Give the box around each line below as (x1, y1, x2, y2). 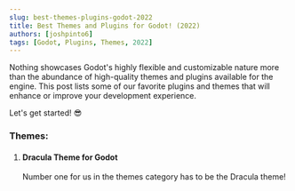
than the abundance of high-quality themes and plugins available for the (9, 72, 274, 83)
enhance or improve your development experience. (9, 91, 197, 101)
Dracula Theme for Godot (21, 152, 118, 163)
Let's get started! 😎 (9, 107, 83, 118)
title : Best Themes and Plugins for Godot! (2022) (9, 21, 201, 30)
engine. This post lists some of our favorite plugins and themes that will (9, 81, 271, 92)
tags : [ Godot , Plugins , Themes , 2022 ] (9, 37, 153, 47)
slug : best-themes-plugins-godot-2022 (9, 12, 153, 22)
